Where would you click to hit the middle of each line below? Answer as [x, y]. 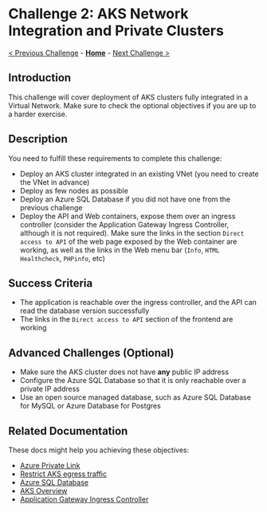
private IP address [49, 389]
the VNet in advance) [55, 182]
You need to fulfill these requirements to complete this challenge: [115, 158]
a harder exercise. [38, 114]
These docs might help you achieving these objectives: [99, 450]
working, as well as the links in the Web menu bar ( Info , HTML [120, 250]
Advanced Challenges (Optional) [91, 352]
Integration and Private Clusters [116, 31]
